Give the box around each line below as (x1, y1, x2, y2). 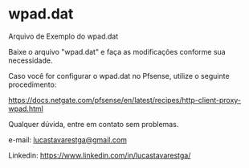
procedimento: (8, 80, 57, 89)
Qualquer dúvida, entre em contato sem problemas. (8, 119, 179, 129)
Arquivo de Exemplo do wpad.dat (8, 31, 119, 41)
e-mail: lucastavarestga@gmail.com (8, 134, 127, 145)
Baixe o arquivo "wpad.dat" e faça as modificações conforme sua (8, 47, 227, 56)
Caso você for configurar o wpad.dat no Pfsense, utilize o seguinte (8, 71, 231, 80)
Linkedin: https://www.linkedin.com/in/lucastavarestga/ (8, 150, 191, 160)
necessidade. (8, 55, 53, 65)
